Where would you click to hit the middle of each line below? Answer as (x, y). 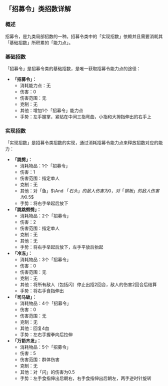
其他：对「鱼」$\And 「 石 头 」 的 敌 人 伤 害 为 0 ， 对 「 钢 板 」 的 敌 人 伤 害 (89, 191)
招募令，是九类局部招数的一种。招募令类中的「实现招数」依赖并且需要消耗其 (84, 36)
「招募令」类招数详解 (38, 9)
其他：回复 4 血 (34, 328)
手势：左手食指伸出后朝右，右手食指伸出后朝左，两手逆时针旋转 (85, 378)
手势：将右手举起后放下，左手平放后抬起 (61, 247)
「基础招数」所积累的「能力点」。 (39, 42)
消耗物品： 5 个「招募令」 (45, 347)
